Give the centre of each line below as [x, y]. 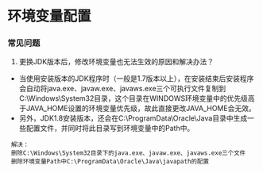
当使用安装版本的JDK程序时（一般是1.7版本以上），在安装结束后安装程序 [136, 79]
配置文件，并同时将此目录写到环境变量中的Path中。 [110, 129]
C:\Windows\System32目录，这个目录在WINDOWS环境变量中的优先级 [133, 98]
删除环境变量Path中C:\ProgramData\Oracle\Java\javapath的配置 [110, 162]
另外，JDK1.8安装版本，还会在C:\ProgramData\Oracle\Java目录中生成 [133, 118]
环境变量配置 [50, 16]
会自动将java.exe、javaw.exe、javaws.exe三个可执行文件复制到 [122, 89]
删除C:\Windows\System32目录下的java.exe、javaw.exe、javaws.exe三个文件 [128, 153]
